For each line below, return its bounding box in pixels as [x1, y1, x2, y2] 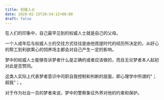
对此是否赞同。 [5, 63, 35, 69]
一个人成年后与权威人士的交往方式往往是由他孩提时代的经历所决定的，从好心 [5, 40, 159, 46]
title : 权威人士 [5, 7, 35, 12]
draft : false [5, 16, 32, 21]
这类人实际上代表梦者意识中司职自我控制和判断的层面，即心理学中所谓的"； [5, 74, 157, 80]
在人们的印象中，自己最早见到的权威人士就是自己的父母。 [5, 30, 121, 36]
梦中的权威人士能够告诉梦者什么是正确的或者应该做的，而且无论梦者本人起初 [5, 57, 159, 63]
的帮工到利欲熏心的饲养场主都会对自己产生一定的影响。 [5, 47, 116, 53]
